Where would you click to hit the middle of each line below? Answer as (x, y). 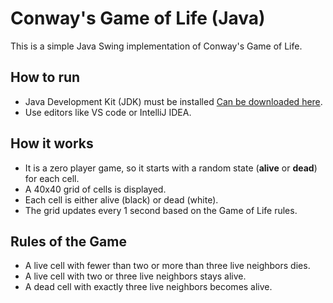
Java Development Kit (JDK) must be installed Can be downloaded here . (173, 101)
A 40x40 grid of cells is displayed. (95, 189)
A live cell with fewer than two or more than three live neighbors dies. (167, 266)
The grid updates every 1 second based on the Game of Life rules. (161, 210)
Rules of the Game (68, 241)
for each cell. (52, 178)
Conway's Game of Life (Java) (138, 18)
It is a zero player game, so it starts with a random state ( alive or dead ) (171, 168)
